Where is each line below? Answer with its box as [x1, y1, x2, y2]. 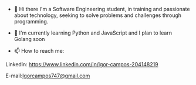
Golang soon [13, 36, 45, 42]
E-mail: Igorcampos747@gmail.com [5, 72, 90, 79]
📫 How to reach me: [13, 47, 65, 54]
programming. [13, 18, 49, 25]
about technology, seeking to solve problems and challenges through [13, 12, 182, 19]
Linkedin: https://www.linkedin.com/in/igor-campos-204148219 [5, 61, 159, 67]
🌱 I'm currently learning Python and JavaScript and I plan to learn [13, 29, 173, 36]
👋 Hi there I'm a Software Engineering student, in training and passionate [13, 6, 190, 12]
